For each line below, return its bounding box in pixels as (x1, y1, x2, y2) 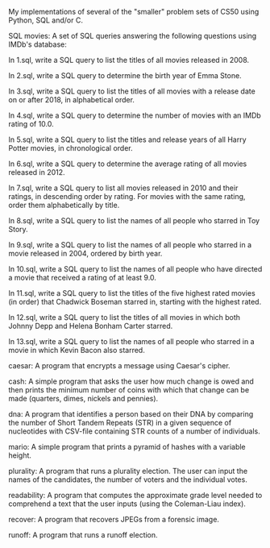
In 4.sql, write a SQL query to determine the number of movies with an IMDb (8, 110, 262, 120)
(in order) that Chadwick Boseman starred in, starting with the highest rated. (8, 297, 262, 306)
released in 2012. (8, 168, 66, 176)
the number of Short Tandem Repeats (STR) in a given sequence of (8, 418, 232, 427)
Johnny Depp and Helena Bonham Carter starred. (8, 322, 173, 330)
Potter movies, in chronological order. (8, 143, 133, 152)
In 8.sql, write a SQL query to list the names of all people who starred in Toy (8, 216, 260, 225)
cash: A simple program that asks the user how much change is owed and (8, 376, 254, 386)
